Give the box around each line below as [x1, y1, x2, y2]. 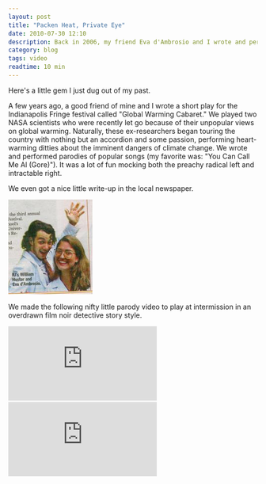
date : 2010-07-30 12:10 [8, 29, 87, 37]
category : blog [8, 46, 59, 55]
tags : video [8, 55, 47, 63]
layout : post [8, 13, 51, 21]
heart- [236, 135, 257, 144]
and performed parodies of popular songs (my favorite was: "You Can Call [8, 151, 250, 161]
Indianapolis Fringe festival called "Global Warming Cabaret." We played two [8, 109, 257, 119]
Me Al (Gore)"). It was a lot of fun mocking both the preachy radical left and [8, 159, 255, 170]
